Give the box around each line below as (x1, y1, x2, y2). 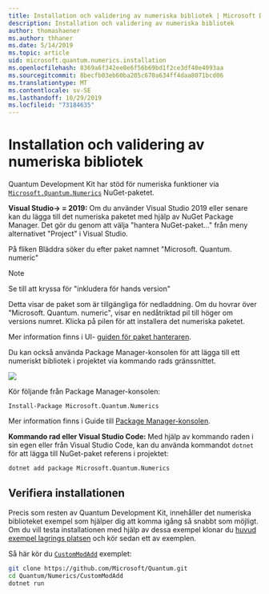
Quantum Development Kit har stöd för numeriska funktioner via (8, 180, 219, 189)
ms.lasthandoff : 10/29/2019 (8, 94, 102, 102)
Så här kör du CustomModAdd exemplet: (8, 548, 132, 558)
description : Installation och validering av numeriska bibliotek (8, 19, 235, 27)
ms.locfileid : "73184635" (8, 101, 94, 109)
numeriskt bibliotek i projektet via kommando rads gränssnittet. (8, 356, 216, 366)
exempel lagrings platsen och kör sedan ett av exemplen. (8, 533, 197, 543)
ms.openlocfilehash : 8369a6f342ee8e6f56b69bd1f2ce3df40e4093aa (8, 64, 224, 72)
